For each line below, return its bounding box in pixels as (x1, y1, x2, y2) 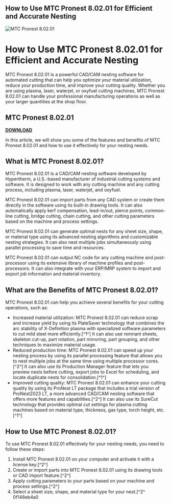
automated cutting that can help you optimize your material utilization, (5, 77, 152, 83)
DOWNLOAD (5, 127, 33, 133)
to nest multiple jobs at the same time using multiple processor (12, 358, 145, 364)
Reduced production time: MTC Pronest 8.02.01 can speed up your (12, 347, 154, 353)
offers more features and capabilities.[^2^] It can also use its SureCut (12, 396, 158, 402)
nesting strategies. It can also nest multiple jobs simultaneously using (5, 239, 152, 245)
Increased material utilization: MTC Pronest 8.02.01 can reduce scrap (12, 314, 158, 321)
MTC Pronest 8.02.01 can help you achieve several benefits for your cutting (5, 299, 164, 306)
